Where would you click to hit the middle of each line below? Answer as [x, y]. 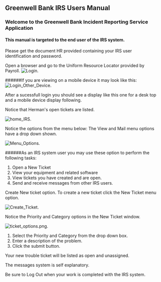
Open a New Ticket [31, 167]
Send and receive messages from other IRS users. [62, 183]
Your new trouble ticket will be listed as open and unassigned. [67, 255]
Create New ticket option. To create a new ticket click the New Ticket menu [81, 192]
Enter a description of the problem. [47, 241]
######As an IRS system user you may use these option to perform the [77, 153]
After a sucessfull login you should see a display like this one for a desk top [81, 94]
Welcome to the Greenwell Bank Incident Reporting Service [77, 22]
